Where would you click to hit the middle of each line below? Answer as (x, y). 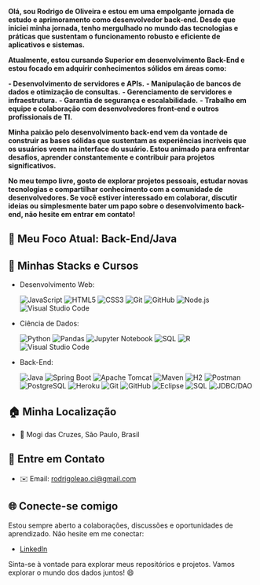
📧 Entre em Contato (57, 459)
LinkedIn (33, 549)
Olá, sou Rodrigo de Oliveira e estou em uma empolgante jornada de (121, 11)
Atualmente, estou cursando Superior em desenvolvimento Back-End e (126, 60)
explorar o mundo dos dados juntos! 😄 (71, 572)
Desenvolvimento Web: (57, 285)
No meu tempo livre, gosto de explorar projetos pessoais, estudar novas (128, 181)
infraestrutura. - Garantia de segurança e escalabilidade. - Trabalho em (128, 100)
